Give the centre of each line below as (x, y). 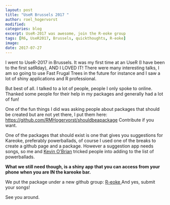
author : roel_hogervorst (31, 19)
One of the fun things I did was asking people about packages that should (82, 109)
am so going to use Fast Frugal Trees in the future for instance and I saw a (83, 73)
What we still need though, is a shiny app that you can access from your (83, 166)
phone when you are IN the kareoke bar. (48, 172)
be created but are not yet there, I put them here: (56, 114)
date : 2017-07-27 (24, 48)
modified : (16, 24)
